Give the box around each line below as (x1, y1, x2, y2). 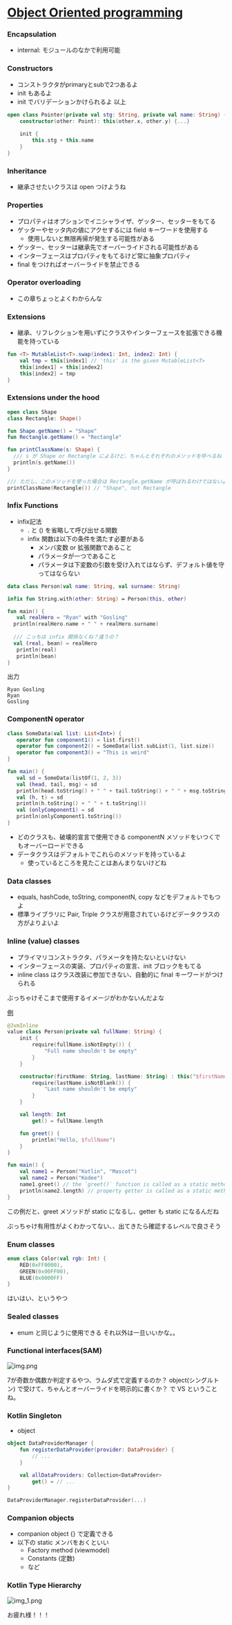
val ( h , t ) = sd (16, 794, 64, 801)
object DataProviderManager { (7, 1440, 95, 1447)
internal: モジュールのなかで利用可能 (17, 46, 121, 55)
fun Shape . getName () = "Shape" (7, 427, 97, 434)
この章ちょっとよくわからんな (17, 294, 102, 302)
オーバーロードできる (23, 841, 84, 850)
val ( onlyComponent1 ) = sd (16, 806, 95, 814)
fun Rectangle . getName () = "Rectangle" (7, 434, 122, 441)
